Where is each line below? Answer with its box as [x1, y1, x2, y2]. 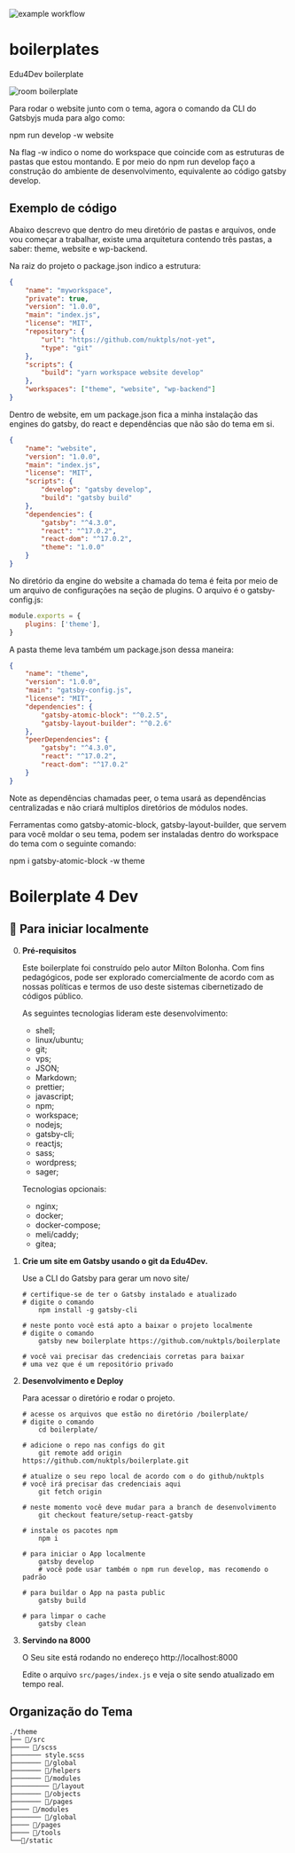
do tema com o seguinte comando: [9, 838, 136, 849]
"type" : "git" [41, 343, 93, 352]
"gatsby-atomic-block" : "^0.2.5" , [41, 711, 168, 719]
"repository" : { [25, 327, 86, 336]
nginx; [35, 1200, 58, 1211]
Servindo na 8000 [21, 1635, 91, 1645]
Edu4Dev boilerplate [9, 68, 84, 79]
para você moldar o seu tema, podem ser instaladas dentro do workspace [9, 828, 279, 839]
